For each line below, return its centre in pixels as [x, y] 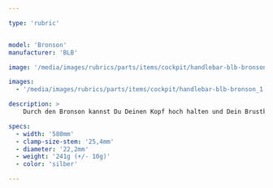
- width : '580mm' [45, 134]
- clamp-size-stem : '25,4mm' [65, 142]
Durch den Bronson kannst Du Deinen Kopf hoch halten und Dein [132, 111]
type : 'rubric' [34, 23]
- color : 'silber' [47, 164]
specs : [19, 126]
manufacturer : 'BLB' [43, 52]
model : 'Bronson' [38, 45]
